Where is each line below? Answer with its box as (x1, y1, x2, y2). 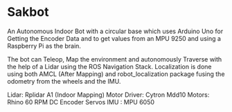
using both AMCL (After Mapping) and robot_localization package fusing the (7, 70, 225, 78)
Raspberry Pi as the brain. (7, 41, 82, 50)
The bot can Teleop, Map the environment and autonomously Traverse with (7, 55, 222, 63)
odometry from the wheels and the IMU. (7, 77, 121, 85)
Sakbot (7, 4, 49, 20)
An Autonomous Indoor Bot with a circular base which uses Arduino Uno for (7, 27, 224, 35)
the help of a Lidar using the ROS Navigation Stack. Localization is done (7, 62, 213, 71)
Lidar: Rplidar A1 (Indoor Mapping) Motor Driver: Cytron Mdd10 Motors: (7, 91, 210, 99)
